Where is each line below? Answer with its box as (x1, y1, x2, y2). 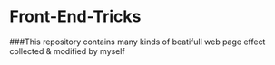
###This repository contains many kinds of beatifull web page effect (9, 36, 266, 47)
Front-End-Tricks (9, 6, 142, 27)
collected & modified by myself (9, 45, 125, 56)
